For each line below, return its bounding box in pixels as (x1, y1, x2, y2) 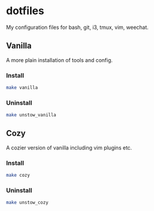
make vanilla (6, 85, 38, 91)
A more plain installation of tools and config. (6, 56, 113, 63)
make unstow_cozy (6, 200, 49, 206)
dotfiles (6, 4, 45, 18)
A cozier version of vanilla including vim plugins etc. (6, 144, 132, 151)
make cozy (6, 173, 31, 178)
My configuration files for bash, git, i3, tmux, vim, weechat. (6, 24, 149, 31)
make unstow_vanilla (6, 112, 57, 118)
